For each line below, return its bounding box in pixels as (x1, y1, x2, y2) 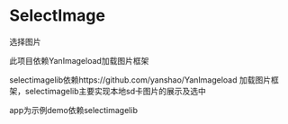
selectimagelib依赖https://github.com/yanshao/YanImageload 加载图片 (9, 74, 272, 85)
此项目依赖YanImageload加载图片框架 (9, 55, 149, 66)
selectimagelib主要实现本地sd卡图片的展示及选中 (24, 85, 207, 96)
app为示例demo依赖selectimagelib (9, 104, 138, 115)
